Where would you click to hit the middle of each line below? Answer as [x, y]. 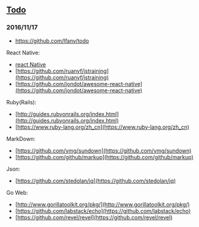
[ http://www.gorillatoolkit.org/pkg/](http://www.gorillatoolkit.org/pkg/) [102, 204]
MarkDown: [21, 139]
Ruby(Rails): [21, 102]
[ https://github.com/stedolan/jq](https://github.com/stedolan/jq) [96, 181]
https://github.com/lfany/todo [52, 41]
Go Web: [17, 192]
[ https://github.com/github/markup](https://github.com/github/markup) [104, 157]
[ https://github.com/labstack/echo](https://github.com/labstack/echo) [103, 211]
